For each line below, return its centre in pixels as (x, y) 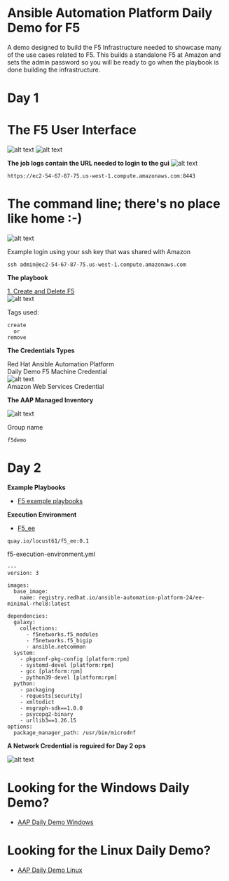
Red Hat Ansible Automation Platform (61, 364)
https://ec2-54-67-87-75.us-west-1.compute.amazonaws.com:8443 (102, 176)
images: (19, 585)
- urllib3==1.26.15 (48, 720)
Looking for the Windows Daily (98, 788)
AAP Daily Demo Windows (55, 822)
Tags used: (23, 312)
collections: (39, 628)
